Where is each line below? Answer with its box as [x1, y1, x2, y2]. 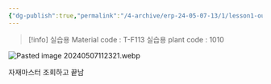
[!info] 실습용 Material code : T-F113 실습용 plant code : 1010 [27, 34, 224, 44]
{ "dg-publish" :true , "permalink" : [8, 11, 121, 20]
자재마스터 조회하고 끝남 [8, 67, 85, 77]
